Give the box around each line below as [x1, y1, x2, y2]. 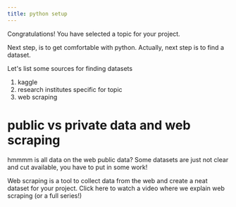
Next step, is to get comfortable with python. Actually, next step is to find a [7, 43, 224, 51]
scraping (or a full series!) [7, 191, 82, 200]
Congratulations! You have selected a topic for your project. [7, 29, 181, 38]
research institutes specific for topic [17, 85, 123, 93]
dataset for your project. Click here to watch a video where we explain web [7, 184, 225, 192]
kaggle [17, 78, 38, 86]
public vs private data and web [7, 117, 191, 133]
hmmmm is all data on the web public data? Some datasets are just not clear [7, 155, 229, 163]
